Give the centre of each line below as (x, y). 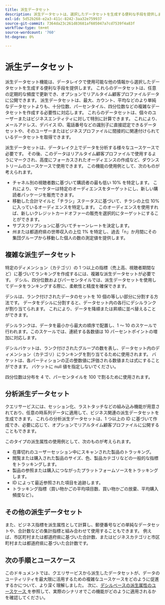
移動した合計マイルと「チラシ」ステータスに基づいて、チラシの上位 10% (86, 201)
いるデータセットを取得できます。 (39, 137)
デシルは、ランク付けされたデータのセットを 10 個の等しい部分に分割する (80, 296)
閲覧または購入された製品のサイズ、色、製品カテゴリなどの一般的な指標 (85, 458)
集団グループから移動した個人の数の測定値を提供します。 (70, 238)
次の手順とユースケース (40, 560)
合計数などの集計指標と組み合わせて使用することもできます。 (80, 531)
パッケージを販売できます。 (49, 195)
